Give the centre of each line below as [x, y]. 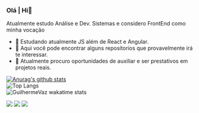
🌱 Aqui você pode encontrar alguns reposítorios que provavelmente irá [104, 48]
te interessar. [31, 55]
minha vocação [26, 30]
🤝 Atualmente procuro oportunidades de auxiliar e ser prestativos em [102, 61]
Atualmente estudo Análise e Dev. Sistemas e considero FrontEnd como [96, 24]
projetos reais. [33, 67]
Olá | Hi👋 [19, 10]
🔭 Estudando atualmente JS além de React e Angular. [82, 42]
